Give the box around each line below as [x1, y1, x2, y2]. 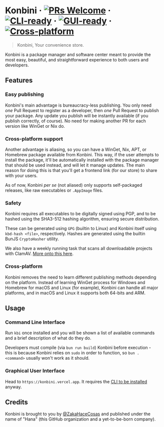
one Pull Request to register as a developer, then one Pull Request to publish [5, 107, 159, 113]
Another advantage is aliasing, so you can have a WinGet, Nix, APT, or [5, 146, 147, 152]
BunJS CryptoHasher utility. [5, 236, 59, 242]
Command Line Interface [5, 318, 65, 325]
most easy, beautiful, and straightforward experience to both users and [5, 57, 149, 62]
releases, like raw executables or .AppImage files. [5, 187, 103, 193]
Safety [5, 199, 22, 206]
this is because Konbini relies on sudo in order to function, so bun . [5, 350, 140, 356]
